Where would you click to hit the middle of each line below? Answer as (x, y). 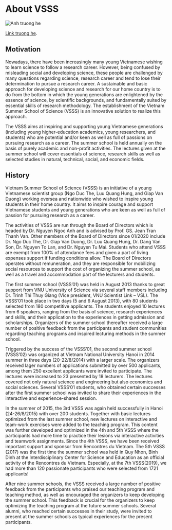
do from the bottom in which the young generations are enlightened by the (84, 94)
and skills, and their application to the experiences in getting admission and (85, 317)
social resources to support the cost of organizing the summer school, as (83, 269)
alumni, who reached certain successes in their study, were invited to (79, 511)
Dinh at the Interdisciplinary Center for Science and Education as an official (85, 457)
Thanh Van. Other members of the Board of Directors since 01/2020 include (85, 236)
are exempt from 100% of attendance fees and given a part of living (77, 252)
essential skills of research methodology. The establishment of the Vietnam (85, 105)
